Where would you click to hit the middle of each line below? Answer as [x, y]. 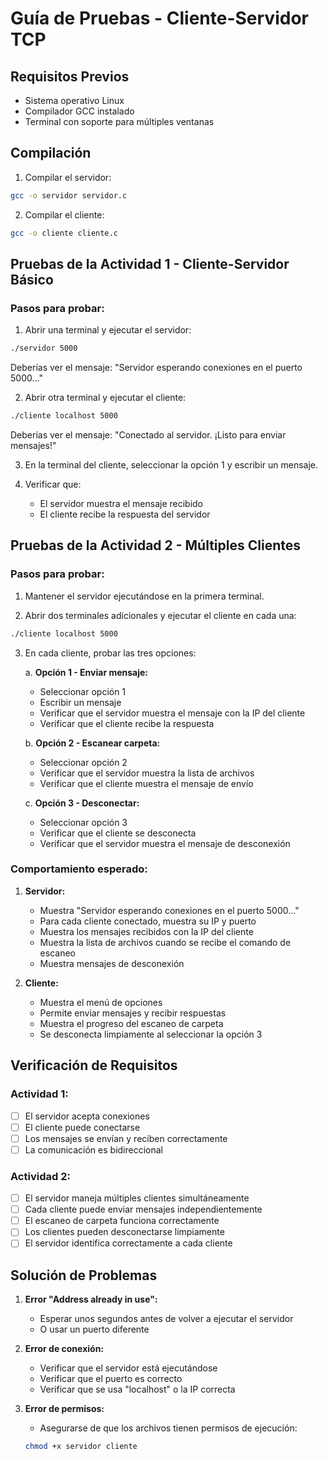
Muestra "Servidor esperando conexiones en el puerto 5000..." [169, 910]
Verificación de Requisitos [94, 1065]
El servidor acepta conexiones [87, 1116]
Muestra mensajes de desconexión [112, 963]
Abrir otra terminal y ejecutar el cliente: [105, 398]
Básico [32, 279]
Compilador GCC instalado [79, 111]
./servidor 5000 [44, 348]
